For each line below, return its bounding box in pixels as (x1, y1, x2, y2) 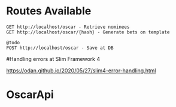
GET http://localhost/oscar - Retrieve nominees (6, 24, 130, 30)
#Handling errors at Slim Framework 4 (6, 55, 101, 62)
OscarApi (6, 88, 54, 102)
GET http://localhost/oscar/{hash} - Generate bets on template (6, 29, 170, 35)
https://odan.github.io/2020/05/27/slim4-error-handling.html (6, 67, 157, 74)
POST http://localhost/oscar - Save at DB (6, 45, 114, 51)
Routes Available (6, 4, 92, 18)
